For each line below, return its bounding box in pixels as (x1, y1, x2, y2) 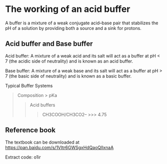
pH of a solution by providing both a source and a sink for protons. (5, 25, 142, 31)
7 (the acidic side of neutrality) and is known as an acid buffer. (5, 58, 133, 64)
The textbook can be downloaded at (5, 139, 80, 145)
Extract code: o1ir (5, 154, 41, 160)
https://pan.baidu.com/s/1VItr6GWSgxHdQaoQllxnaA (5, 144, 114, 150)
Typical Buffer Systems (5, 82, 53, 88)
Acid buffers (29, 102, 56, 108)
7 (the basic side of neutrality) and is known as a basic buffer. (5, 73, 132, 79)
